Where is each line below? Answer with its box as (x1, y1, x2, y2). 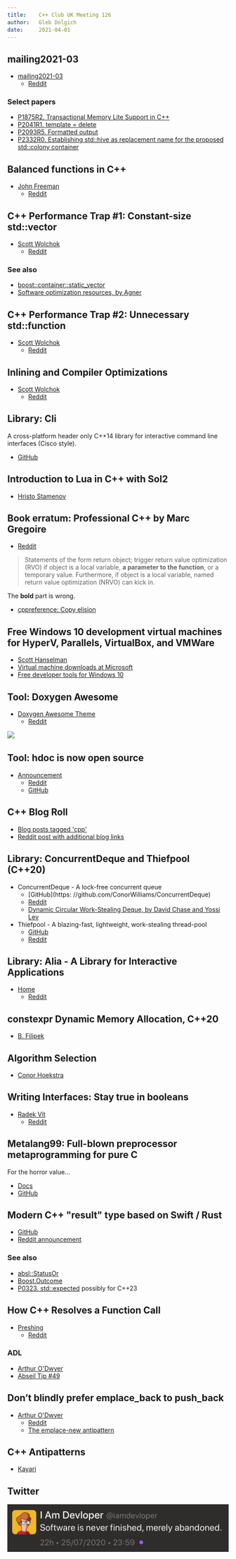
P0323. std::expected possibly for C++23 (17, 1283, 138, 1293)
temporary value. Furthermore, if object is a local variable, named (24, 571, 214, 579)
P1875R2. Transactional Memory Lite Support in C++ (17, 113, 170, 121)
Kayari (17, 1465, 37, 1473)
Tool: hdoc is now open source (7, 752, 144, 764)
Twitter (7, 1485, 40, 1497)
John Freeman (17, 182, 60, 190)
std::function (7, 319, 66, 331)
